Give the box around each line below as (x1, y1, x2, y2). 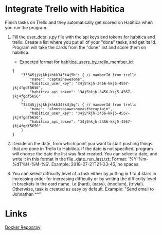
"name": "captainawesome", (30, 77, 85, 82)
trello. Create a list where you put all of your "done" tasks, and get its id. (12, 39, 157, 45)
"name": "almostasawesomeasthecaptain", (30, 106, 113, 111)
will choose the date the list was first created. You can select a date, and (12, 151, 158, 156)
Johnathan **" (12, 191, 41, 197)
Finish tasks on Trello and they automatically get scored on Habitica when (5, 19, 153, 25)
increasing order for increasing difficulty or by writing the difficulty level (12, 176, 156, 182)
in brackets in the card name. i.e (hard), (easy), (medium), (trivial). (12, 181, 144, 186)
